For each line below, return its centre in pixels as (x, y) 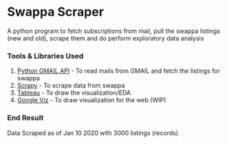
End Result (25, 118)
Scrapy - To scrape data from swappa (71, 86)
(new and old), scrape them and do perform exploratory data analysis (106, 38)
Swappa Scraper (56, 12)
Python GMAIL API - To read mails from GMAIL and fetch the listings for (118, 71)
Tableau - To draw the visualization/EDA (74, 93)
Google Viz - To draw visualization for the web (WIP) (91, 100)
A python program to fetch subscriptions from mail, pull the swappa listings (114, 31)
